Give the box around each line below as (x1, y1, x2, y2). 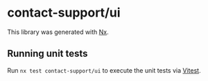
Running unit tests (7, 48, 88, 60)
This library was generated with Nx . (7, 28, 109, 36)
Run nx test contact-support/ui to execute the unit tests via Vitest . (7, 66, 201, 74)
